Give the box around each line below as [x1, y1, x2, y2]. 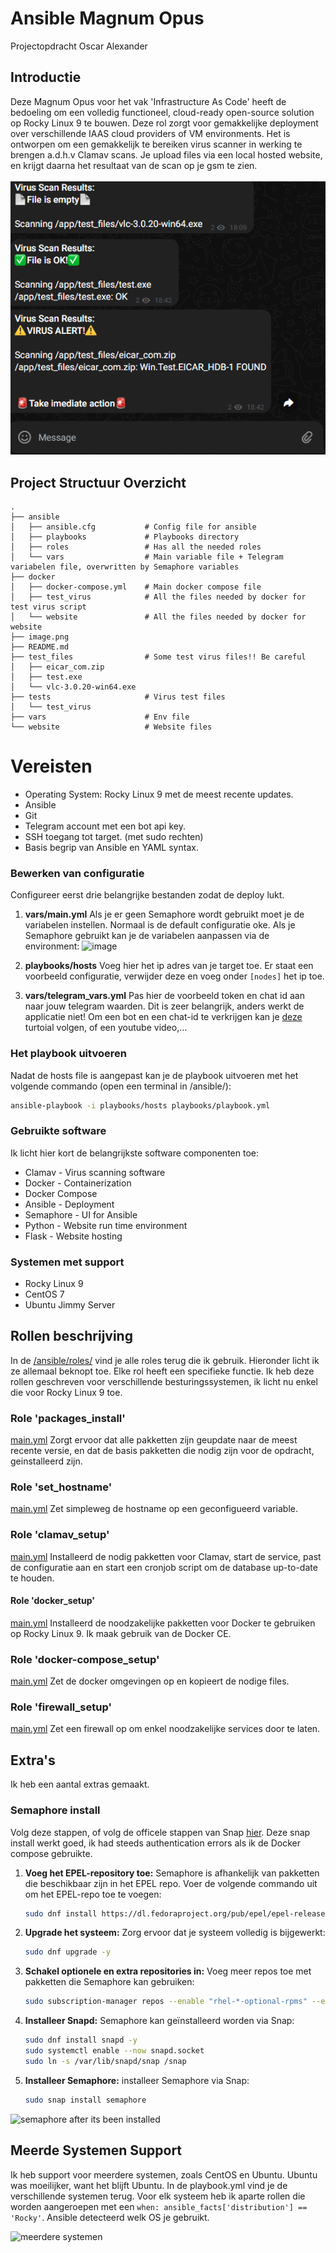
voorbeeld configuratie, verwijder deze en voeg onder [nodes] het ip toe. [24, 970, 325, 982]
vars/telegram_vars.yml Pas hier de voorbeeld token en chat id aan [24, 990, 305, 1002]
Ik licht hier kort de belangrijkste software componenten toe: [10, 1147, 259, 1159]
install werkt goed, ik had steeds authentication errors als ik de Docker [10, 1837, 301, 1849]
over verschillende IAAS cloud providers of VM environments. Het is [10, 127, 291, 139]
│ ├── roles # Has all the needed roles [10, 542, 262, 552]
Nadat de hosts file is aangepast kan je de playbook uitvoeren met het [10, 1069, 299, 1081]
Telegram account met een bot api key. [24, 820, 186, 832]
